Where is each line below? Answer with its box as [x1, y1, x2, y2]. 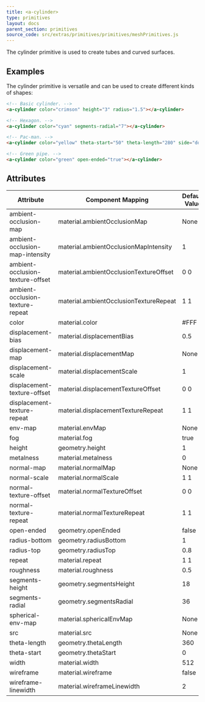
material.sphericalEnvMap [57, 615, 133, 623]
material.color [57, 318, 98, 327]
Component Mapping [85, 195, 149, 204]
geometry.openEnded [57, 526, 121, 534]
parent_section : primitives [6, 26, 78, 32]
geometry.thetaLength [57, 638, 123, 647]
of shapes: [6, 89, 34, 96]
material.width [57, 658, 99, 667]
